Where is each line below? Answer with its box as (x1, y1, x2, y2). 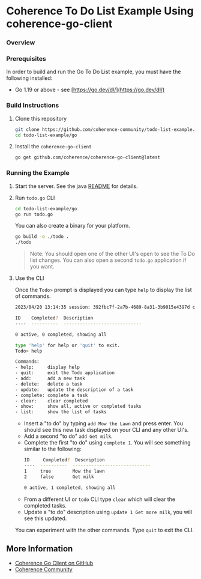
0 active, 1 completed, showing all (23, 485, 116, 491)
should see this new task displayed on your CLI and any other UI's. (23, 426, 189, 434)
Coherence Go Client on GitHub (14, 560, 94, 567)
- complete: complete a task (14, 392, 88, 398)
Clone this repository (14, 115, 67, 122)
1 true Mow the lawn (23, 468, 105, 474)
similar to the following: (23, 446, 82, 453)
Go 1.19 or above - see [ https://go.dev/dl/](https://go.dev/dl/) (14, 86, 165, 94)
